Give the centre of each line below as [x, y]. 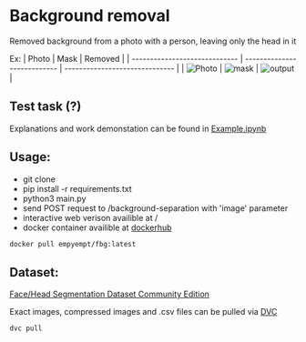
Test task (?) [46, 107]
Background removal [90, 16]
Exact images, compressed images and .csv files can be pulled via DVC [143, 312]
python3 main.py [54, 198]
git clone [39, 179]
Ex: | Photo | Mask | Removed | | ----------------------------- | [126, 58]
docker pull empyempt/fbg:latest [73, 244]
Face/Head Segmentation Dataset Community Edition [109, 294]
